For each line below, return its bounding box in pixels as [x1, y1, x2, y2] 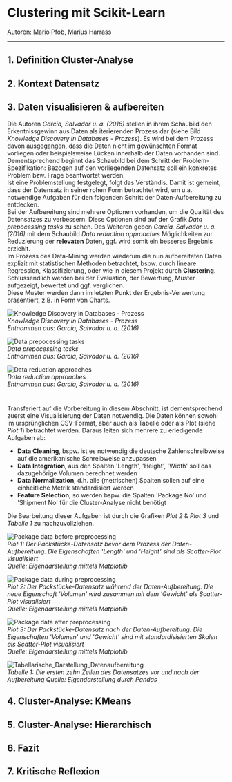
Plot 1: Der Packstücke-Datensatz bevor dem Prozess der [7, 540, 171, 548]
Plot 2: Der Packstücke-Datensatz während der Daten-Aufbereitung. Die [7, 582, 214, 591]
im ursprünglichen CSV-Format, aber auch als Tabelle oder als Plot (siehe [7, 419, 216, 427]
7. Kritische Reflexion [7, 765, 100, 778]
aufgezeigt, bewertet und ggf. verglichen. [7, 281, 125, 289]
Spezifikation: [7, 164, 46, 172]
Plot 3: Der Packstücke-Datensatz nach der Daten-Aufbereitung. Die [7, 625, 203, 633]
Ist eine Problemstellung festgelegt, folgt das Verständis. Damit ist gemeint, [7, 178, 221, 187]
